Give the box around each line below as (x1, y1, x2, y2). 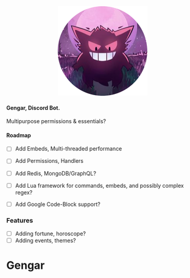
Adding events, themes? (15, 237, 76, 244)
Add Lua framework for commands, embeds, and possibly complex (15, 182, 184, 189)
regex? (15, 188, 33, 196)
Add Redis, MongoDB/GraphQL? (15, 169, 96, 177)
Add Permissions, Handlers (15, 157, 84, 165)
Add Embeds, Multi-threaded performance (15, 145, 122, 152)
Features (6, 216, 33, 224)
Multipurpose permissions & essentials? (6, 118, 107, 125)
